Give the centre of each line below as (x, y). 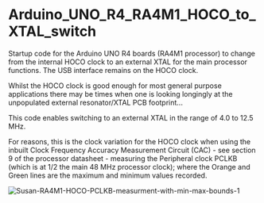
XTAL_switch (52, 31)
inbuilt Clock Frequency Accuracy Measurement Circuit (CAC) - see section (132, 150)
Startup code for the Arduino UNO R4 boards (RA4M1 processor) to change (132, 53)
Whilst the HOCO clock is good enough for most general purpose (115, 86)
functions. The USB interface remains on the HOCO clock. (103, 70)
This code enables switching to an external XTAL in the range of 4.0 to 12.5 (131, 117)
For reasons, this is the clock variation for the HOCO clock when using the (130, 141)
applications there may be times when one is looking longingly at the (120, 94)
